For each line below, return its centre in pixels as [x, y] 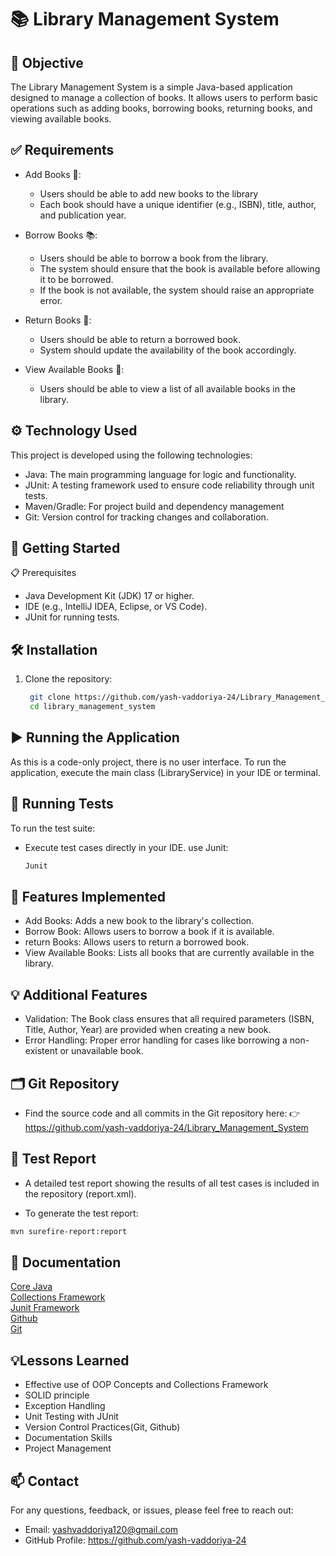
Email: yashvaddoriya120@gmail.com [101, 1530]
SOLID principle [57, 1395]
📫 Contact [45, 1481]
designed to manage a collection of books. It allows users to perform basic [164, 97]
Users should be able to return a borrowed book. [140, 339]
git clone [50, 697]
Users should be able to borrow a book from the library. [154, 258]
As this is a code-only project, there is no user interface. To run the [148, 762]
